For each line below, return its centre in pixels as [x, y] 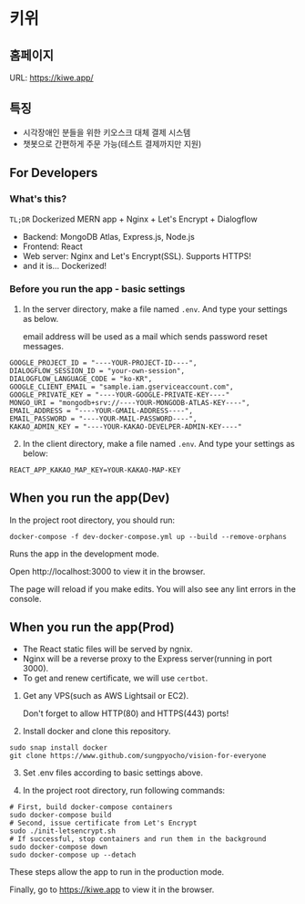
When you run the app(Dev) [90, 498]
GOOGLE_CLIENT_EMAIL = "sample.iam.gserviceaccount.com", [122, 387]
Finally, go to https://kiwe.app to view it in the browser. [112, 889]
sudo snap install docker [58, 748]
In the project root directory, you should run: [92, 520]
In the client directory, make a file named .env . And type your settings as [159, 443]
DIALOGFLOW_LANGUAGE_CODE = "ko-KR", [81, 379]
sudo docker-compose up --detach [73, 855]
